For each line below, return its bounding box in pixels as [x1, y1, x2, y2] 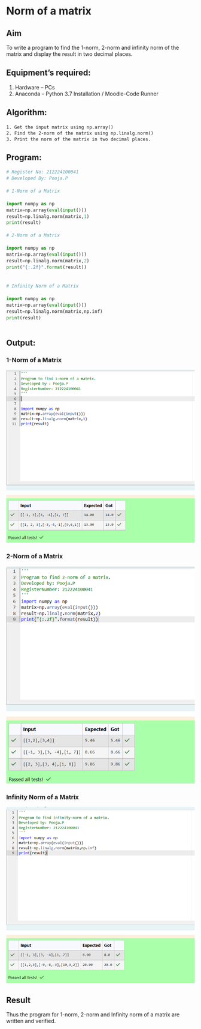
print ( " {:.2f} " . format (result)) [6, 264, 87, 270]
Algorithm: [6, 107, 47, 118]
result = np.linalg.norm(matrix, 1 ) [6, 213, 90, 220]
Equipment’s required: [6, 68, 91, 78]
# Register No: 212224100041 [6, 169, 79, 175]
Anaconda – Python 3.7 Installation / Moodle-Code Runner [14, 90, 159, 97]
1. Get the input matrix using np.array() [6, 124, 114, 130]
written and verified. [6, 1017, 56, 1024]
